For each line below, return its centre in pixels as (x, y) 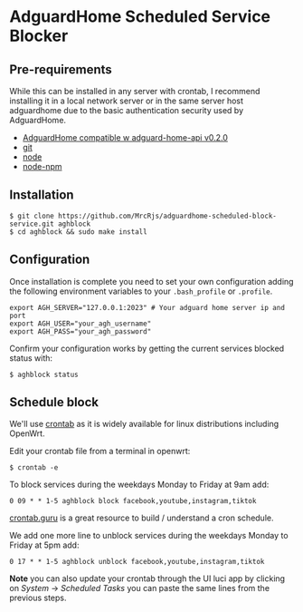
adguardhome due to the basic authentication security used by (127, 110)
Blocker (39, 36)
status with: (31, 358)
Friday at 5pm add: (44, 545)
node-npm (42, 166)
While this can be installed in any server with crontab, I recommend (135, 91)
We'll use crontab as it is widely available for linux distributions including (144, 424)
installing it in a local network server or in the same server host (127, 101)
